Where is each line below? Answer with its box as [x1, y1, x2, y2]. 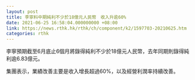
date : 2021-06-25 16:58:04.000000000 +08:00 [6, 20, 118, 25]
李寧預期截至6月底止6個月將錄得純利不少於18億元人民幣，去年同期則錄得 [6, 48, 184, 55]
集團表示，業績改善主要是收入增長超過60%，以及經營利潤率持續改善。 [6, 68, 179, 75]
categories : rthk [6, 31, 49, 37]
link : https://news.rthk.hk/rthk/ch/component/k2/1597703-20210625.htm [6, 25, 187, 31]
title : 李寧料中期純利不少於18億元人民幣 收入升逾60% [6, 14, 126, 20]
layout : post [6, 8, 39, 15]
